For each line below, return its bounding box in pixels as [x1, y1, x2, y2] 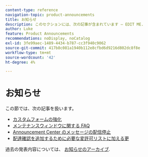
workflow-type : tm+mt [5, 50, 52, 55]
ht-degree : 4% [5, 60, 36, 65]
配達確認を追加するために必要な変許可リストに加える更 [12, 136, 129, 142]
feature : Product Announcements [5, 31, 74, 36]
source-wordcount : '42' [5, 55, 56, 60]
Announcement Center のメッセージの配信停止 [12, 129, 111, 135]
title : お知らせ [5, 17, 37, 22]
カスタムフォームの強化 [12, 116, 62, 122]
